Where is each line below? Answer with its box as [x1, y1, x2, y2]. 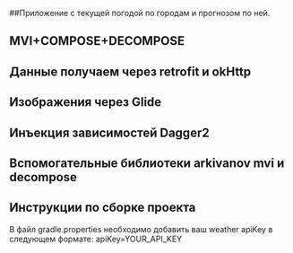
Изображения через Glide [9, 94, 162, 110]
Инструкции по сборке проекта [9, 200, 196, 215]
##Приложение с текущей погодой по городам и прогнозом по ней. [9, 8, 271, 18]
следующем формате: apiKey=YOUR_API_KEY [9, 233, 183, 244]
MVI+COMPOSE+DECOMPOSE [9, 33, 185, 48]
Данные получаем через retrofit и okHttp [9, 64, 252, 79]
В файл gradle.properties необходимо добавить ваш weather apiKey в [9, 223, 273, 234]
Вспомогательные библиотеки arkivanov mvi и [9, 155, 285, 170]
